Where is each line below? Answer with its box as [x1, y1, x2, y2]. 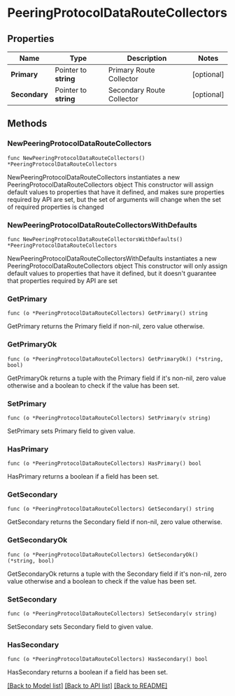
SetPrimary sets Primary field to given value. [7, 426, 136, 435]
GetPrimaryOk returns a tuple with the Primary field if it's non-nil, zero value [7, 374, 226, 382]
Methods [7, 117, 48, 130]
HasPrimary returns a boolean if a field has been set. [7, 472, 159, 481]
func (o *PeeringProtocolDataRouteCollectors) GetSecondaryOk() [7, 551, 199, 558]
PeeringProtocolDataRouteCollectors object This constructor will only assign [7, 261, 228, 270]
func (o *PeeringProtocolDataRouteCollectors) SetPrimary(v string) [7, 414, 211, 421]
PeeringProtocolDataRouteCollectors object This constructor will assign [7, 180, 214, 189]
